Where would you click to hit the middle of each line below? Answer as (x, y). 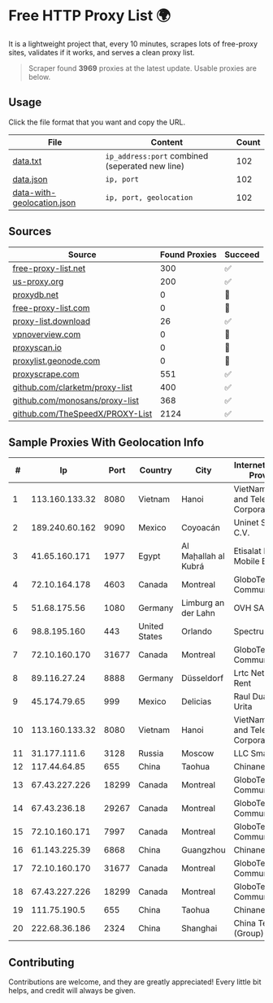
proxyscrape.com (46, 373)
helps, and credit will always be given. (72, 991)
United (151, 626)
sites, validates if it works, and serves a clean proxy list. (102, 52)
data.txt (27, 161)
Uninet (246, 523)
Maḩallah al (203, 556)
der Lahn (198, 613)
